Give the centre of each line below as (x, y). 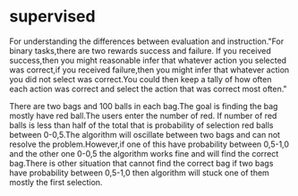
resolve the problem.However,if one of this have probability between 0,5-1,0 (149, 144)
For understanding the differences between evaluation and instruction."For (147, 41)
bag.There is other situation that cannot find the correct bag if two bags (141, 163)
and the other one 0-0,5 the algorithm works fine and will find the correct (144, 153)
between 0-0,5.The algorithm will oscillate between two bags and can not (145, 134)
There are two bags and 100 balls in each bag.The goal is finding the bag (144, 106)
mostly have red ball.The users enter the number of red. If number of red (143, 115)
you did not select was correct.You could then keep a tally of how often (140, 79)
